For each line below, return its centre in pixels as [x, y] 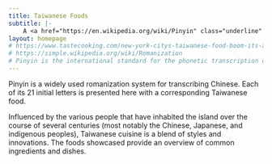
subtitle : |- [30, 23]
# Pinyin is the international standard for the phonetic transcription [134, 61]
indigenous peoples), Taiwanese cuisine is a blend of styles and [115, 133]
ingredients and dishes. [47, 151]
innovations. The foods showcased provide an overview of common [121, 142]
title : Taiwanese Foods [49, 16]
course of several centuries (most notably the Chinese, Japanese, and [125, 125]
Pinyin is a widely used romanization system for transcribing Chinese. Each [134, 84]
